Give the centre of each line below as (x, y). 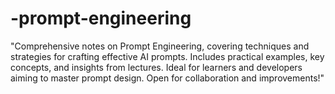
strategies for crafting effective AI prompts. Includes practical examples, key (167, 56)
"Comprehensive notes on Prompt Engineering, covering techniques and (160, 46)
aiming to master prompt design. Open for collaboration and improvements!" (167, 78)
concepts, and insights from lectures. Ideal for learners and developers (156, 67)
